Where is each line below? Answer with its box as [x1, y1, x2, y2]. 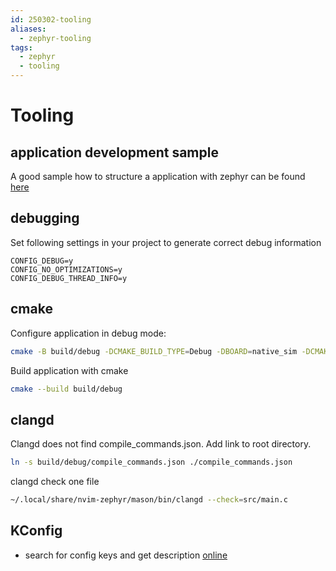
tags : [10, 42, 33, 53]
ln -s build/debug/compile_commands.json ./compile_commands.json [10, 457, 293, 468]
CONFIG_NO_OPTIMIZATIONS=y [10, 264, 123, 275]
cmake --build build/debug [10, 384, 123, 394]
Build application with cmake [10, 364, 129, 376]
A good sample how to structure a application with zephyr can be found [10, 171, 306, 182]
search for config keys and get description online [24, 549, 228, 561]
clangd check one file [10, 476, 100, 488]
